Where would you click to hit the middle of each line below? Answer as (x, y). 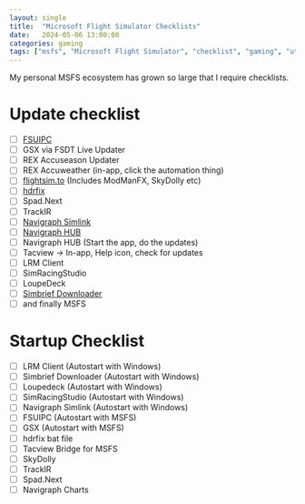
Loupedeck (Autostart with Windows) (93, 387)
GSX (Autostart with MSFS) (73, 428)
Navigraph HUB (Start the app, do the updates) (110, 242)
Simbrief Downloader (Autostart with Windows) (111, 377)
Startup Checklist (77, 341)
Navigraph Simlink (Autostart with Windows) (105, 408)
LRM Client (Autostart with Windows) (92, 367)
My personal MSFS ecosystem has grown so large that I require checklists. (149, 77)
